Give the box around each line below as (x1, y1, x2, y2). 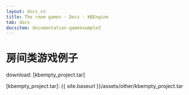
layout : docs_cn (6, 8, 46, 15)
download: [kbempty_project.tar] (6, 71, 85, 79)
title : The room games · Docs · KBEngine (6, 14, 109, 20)
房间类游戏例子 (6, 52, 79, 65)
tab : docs (6, 19, 31, 25)
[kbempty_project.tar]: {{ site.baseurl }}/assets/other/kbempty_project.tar (6, 83, 183, 90)
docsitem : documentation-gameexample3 (6, 24, 101, 31)
